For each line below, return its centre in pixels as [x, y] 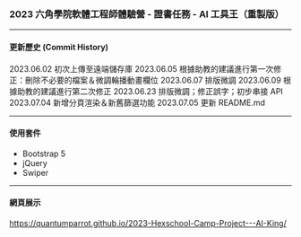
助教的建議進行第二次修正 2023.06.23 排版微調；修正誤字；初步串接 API [150, 91]
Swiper [35, 172]
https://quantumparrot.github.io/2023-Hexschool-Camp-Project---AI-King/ [148, 223]
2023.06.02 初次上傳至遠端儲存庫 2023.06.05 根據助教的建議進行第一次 [142, 68]
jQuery [34, 162]
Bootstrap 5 [44, 154]
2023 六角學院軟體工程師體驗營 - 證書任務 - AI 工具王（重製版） [147, 13]
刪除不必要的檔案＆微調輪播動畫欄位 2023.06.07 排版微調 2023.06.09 [153, 80]
